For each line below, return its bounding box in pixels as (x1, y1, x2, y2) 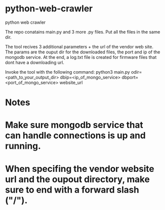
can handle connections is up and (5, 130, 146, 141)
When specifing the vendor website (5, 163, 155, 174)
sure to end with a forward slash (5, 184, 139, 195)
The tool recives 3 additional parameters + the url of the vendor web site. (5, 43, 154, 49)
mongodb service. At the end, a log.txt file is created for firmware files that (5, 54, 157, 60)
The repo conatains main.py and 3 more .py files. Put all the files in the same (5, 29, 161, 35)
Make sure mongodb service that (5, 120, 143, 131)
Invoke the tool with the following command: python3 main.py (5, 69, 131, 75)
